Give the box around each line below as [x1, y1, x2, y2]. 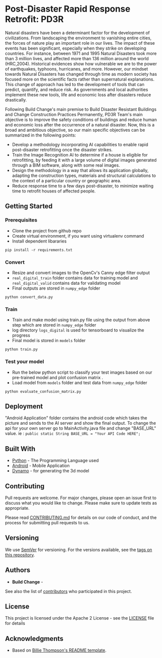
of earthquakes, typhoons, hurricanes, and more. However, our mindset [5, 66, 148, 71]
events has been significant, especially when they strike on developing [5, 45, 146, 51]
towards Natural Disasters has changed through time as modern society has [5, 71, 157, 77]
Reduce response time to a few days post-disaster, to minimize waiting [12, 183, 154, 189]
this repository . [5, 552, 35, 557]
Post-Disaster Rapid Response [5, 3, 130, 15]
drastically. [5, 97, 27, 103]
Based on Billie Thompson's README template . [12, 647, 107, 653]
